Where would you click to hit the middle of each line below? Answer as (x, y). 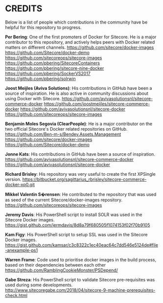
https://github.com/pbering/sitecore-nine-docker (55, 68)
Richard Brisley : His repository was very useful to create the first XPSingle (80, 174)
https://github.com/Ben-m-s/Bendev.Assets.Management (63, 134)
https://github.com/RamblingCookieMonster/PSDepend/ (62, 270)
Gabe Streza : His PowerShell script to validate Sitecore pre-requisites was (80, 279)
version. (13, 179)
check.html (16, 295)
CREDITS (24, 9)
